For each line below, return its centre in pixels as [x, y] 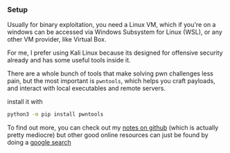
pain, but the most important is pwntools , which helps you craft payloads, [112, 81]
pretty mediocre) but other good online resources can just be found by [108, 135]
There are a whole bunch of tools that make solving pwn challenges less [110, 73]
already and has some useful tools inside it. [69, 60]
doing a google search [39, 143]
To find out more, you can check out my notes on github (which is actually [113, 128]
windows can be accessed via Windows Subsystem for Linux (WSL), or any [115, 32]
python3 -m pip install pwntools [55, 115]
